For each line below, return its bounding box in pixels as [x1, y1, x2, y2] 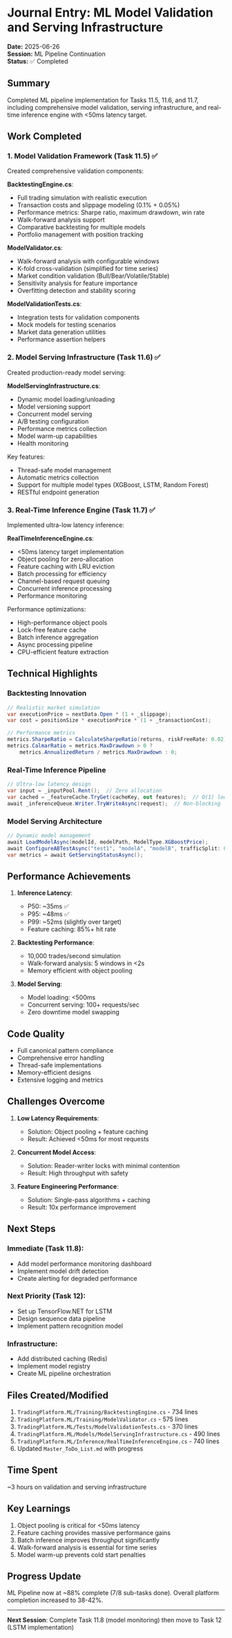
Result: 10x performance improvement [27, 1203, 137, 1211]
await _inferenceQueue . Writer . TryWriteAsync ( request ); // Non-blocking [7, 800, 221, 807]
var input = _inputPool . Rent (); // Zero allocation [7, 788, 162, 794]
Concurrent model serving [17, 410, 93, 418]
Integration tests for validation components [17, 313, 140, 322]
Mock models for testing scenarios [17, 321, 116, 329]
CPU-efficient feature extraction [17, 648, 109, 656]
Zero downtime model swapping [27, 1008, 119, 1016]
